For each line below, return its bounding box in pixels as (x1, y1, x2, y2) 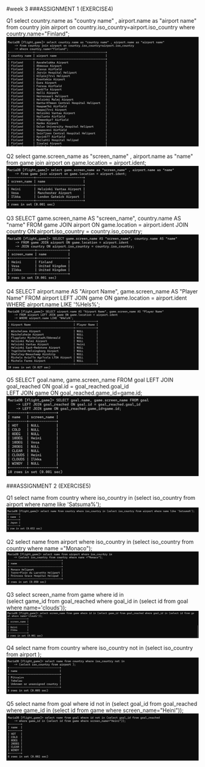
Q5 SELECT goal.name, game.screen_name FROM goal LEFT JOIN (6, 376, 174, 383)
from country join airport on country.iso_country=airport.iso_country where (6, 24, 195, 31)
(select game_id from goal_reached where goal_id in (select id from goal (6, 597, 189, 605)
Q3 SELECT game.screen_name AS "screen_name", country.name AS (6, 214, 181, 222)
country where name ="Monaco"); (6, 545, 93, 552)
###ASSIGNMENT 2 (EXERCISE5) (6, 482, 92, 489)
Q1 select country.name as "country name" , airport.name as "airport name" (6, 17, 197, 24)
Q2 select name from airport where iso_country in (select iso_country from (6, 538, 194, 545)
